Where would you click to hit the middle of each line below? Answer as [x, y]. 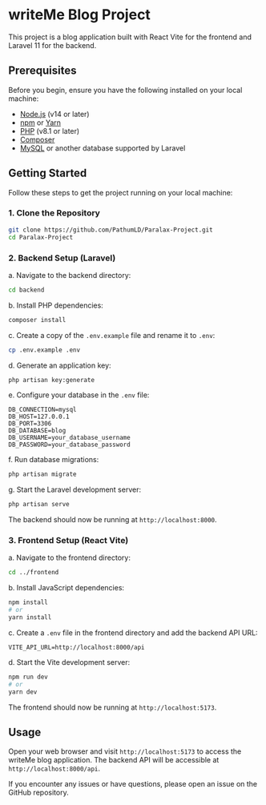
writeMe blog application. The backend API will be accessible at [114, 760]
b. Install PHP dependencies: [56, 305]
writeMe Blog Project [79, 15]
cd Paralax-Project [41, 237]
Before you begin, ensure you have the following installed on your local [125, 90]
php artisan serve [39, 505]
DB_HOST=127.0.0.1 [39, 417]
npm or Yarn [40, 123]
